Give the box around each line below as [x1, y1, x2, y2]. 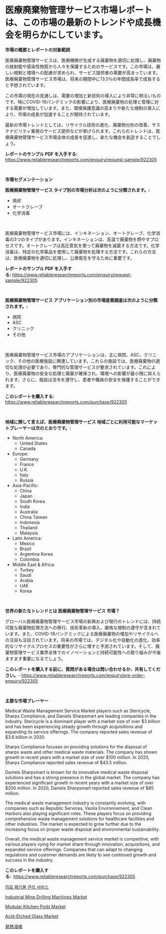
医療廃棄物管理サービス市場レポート [5, 4, 153, 16]
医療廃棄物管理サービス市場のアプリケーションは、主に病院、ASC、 [5, 352, 144, 358]
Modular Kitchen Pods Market [5, 903, 66, 909]
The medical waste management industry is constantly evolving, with [5, 800, 146, 806]
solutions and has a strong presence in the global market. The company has [5, 774, 160, 780]
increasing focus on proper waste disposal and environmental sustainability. [5, 826, 160, 832]
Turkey [19, 567, 34, 573]
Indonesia [19, 519, 40, 525]
